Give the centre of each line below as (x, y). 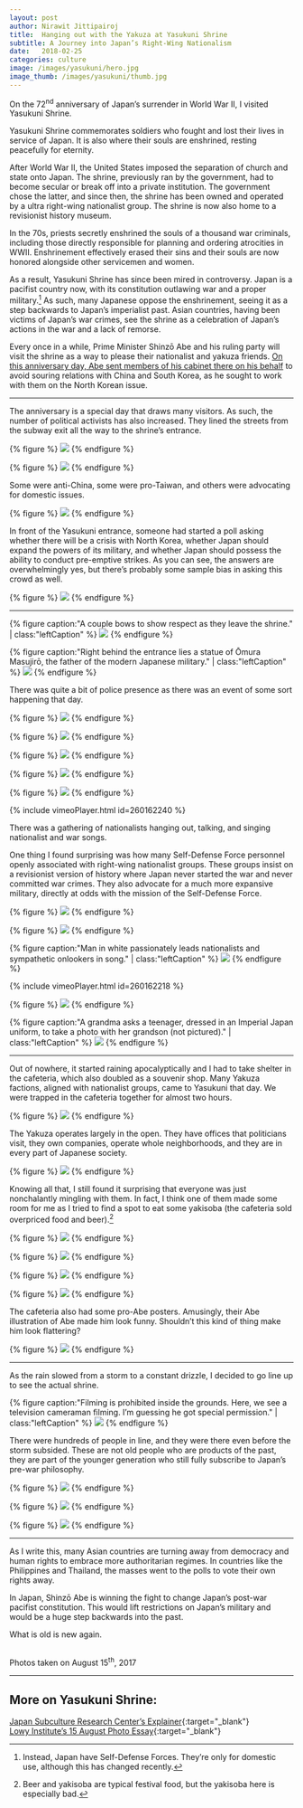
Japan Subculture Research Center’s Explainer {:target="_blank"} (129, 1722)
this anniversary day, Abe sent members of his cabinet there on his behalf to (151, 366)
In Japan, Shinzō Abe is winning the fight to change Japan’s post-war (138, 1597)
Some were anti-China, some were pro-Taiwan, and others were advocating (150, 486)
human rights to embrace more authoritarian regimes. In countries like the (146, 1560)
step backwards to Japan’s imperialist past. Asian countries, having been (145, 310)
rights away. (32, 1580)
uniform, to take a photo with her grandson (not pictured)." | (120, 1032)
